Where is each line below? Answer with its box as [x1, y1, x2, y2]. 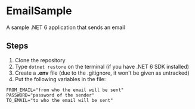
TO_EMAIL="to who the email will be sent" [6, 97, 113, 103]
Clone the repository [14, 56, 66, 63]
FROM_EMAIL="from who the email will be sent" [6, 87, 124, 93]
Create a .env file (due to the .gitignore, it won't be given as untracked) [14, 69, 190, 76]
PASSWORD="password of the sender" [6, 92, 95, 98]
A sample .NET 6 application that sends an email [6, 24, 125, 31]
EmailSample [6, 4, 73, 18]
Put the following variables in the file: [14, 75, 106, 82]
